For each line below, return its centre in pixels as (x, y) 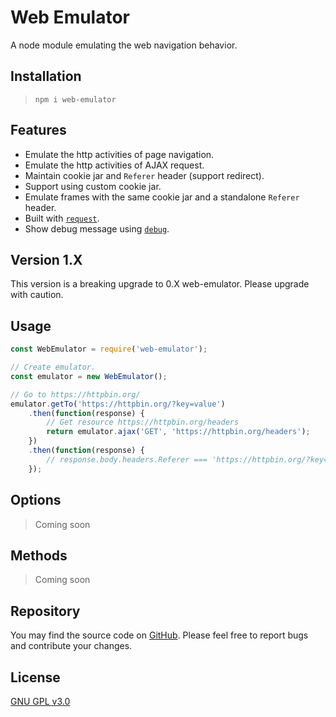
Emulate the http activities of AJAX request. (114, 165)
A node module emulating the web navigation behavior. (124, 45)
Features (38, 130)
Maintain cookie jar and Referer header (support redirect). (144, 175)
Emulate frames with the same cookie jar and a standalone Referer (162, 197)
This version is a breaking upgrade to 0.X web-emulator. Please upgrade (160, 284)
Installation (46, 76)
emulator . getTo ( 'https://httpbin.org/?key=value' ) (118, 404)
